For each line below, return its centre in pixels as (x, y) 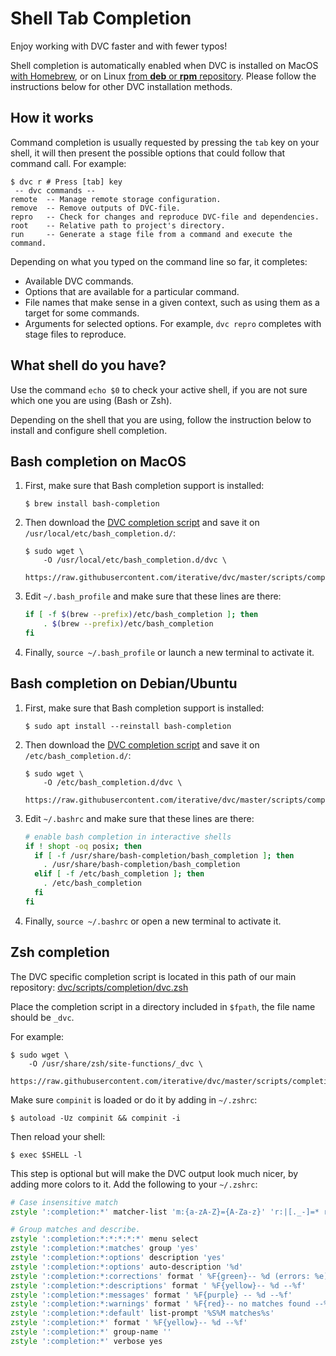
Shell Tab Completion (101, 18)
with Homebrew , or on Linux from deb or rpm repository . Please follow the (163, 76)
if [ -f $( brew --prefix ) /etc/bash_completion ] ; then (141, 615)
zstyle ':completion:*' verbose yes (86, 1341)
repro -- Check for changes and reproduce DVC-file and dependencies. (165, 217)
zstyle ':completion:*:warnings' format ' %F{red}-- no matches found (160, 1304)
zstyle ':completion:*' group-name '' (91, 1332)
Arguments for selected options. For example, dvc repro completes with (173, 323)
